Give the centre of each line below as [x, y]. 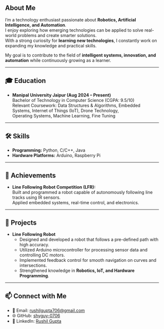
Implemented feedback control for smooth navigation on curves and [88, 260]
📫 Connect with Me [36, 296]
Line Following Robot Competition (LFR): [54, 187]
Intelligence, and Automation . [36, 25]
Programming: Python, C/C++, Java [49, 150]
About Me [20, 8]
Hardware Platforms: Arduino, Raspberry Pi [56, 155]
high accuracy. [34, 245]
